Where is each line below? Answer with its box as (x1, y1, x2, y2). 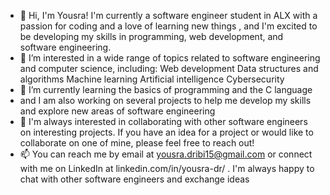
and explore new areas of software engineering (19, 105, 216, 117)
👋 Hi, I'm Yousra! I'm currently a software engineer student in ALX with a (19, 10, 318, 21)
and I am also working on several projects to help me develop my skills (19, 95, 312, 106)
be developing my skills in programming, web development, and (19, 31, 284, 42)
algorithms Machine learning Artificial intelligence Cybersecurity (19, 73, 285, 85)
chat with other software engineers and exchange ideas (19, 173, 250, 185)
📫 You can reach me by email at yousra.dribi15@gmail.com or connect (19, 148, 313, 160)
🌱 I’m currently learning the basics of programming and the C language (19, 84, 313, 95)
